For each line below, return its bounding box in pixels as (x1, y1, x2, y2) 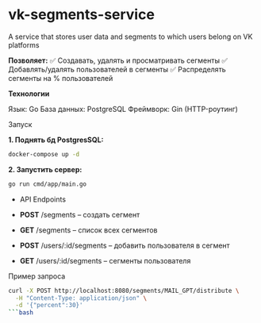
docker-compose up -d (8, 150, 80, 158)
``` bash (8, 309, 34, 317)
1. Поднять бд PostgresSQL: (8, 135, 104, 144)
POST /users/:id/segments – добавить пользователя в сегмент (19, 240, 230, 250)
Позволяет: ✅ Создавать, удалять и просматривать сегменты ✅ (8, 56, 228, 65)
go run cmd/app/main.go (8, 180, 87, 188)
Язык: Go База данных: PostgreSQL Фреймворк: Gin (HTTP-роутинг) (8, 104, 238, 113)
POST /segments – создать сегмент (19, 210, 140, 219)
